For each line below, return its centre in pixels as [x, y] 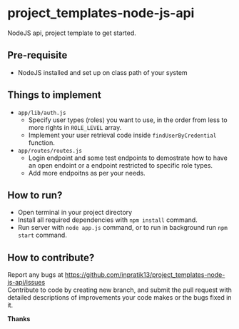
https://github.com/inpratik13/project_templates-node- [145, 275]
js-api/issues [26, 283]
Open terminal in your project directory [75, 213]
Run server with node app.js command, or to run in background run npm [123, 228]
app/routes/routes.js [50, 151]
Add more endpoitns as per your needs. [87, 173]
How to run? [35, 195]
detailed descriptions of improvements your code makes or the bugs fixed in [119, 298]
